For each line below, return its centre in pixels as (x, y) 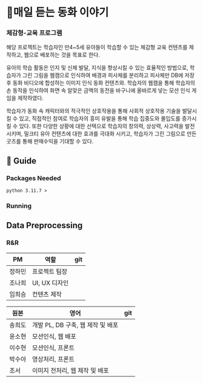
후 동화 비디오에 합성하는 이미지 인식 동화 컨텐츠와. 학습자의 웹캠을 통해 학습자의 (101, 83)
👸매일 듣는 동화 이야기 (58, 12)
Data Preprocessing (45, 225)
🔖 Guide (22, 161)
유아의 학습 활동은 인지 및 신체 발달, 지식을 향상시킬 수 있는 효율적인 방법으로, (98, 68)
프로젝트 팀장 (50, 271)
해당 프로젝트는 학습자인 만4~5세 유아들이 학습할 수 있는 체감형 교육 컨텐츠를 (97, 47)
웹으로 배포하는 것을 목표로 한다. (62, 55)
